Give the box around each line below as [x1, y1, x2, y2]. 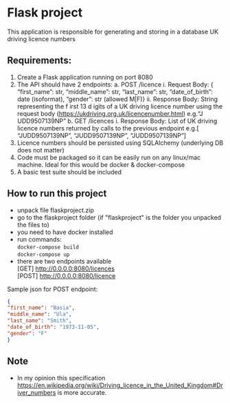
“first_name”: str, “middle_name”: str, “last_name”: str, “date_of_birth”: [16, 87, 213, 95]
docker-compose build [16, 244, 79, 251]
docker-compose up [16, 251, 70, 258]
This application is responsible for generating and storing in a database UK [7, 27, 218, 36]
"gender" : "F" [7, 330, 48, 337]
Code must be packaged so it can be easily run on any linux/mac [16, 153, 201, 161]
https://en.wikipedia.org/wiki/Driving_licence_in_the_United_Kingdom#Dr [16, 381, 223, 389]
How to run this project [7, 187, 107, 200]
